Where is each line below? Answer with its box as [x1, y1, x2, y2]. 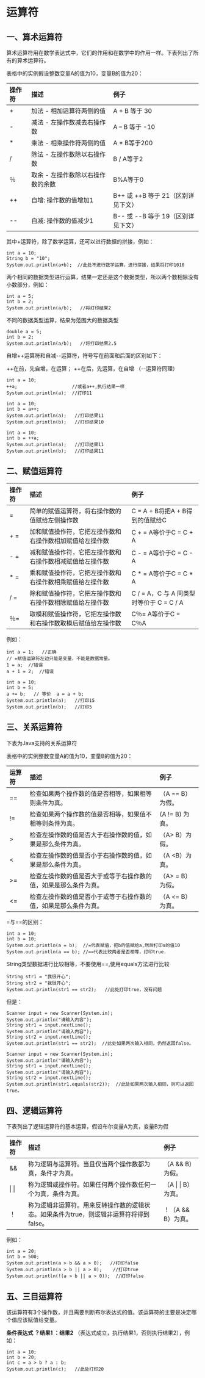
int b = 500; [6, 1254, 40, 1260]
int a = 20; [6, 1249, 37, 1255]
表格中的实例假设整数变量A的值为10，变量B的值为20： [6, 70, 143, 77]
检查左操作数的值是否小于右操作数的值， [29, 851, 146, 859]
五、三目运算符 [6, 1291, 63, 1302]
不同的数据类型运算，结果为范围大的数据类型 [6, 317, 119, 323]
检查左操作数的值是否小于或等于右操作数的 [29, 892, 153, 901]
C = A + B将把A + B [131, 507, 187, 515]
